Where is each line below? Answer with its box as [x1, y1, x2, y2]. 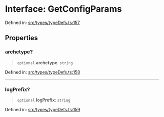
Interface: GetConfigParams [5, 3, 122, 15]
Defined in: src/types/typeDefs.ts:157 [5, 20, 80, 25]
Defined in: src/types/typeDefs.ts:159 [5, 106, 81, 112]
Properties [5, 34, 38, 42]
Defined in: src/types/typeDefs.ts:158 [5, 69, 81, 75]
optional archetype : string [17, 60, 73, 66]
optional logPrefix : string [17, 97, 71, 103]
